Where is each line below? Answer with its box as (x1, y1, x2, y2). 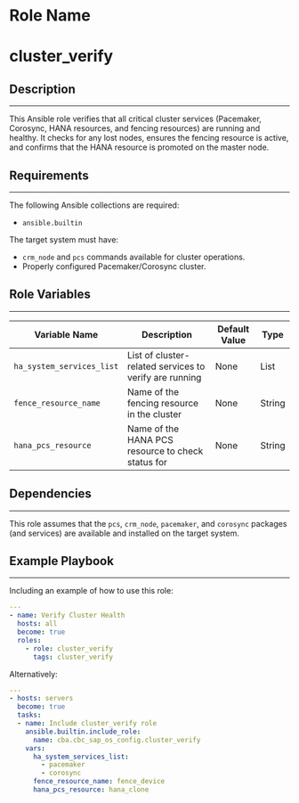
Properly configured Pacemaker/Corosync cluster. (21, 261, 206, 272)
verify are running (127, 371, 202, 383)
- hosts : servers (9, 694, 74, 703)
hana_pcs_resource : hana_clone (32, 785, 149, 794)
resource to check (127, 445, 204, 457)
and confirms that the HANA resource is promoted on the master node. (9, 142, 270, 152)
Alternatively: (9, 668, 58, 679)
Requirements (9, 168, 89, 183)
